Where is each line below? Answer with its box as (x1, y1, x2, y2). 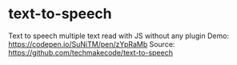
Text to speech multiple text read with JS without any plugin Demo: (8, 31, 230, 40)
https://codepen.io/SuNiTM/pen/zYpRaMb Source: (8, 39, 175, 48)
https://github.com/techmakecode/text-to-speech (8, 48, 174, 57)
